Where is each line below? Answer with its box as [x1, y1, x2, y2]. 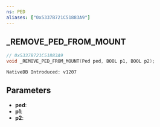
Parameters [6, 85, 51, 96]
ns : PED [6, 8, 26, 15]
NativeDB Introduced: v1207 [6, 69, 77, 75]
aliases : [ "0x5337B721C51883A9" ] [6, 14, 91, 20]
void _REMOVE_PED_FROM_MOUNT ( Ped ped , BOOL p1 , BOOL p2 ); [6, 58, 155, 64]
